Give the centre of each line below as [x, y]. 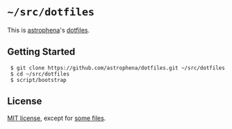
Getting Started [41, 52]
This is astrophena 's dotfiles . [49, 30]
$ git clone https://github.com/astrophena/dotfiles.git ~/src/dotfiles [118, 68]
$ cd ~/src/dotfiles [40, 74]
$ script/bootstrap [39, 80]
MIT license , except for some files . [57, 118]
